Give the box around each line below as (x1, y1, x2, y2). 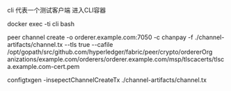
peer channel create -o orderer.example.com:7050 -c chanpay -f (7, 33, 193, 41)
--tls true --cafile (64, 41, 113, 48)
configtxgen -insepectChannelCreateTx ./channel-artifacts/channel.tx (7, 76, 207, 84)
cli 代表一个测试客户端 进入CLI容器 (7, 6, 106, 14)
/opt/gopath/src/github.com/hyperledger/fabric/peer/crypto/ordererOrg (7, 48, 213, 56)
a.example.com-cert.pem (7, 63, 80, 70)
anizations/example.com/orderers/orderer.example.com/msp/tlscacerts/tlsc (7, 55, 225, 63)
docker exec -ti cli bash (7, 20, 75, 28)
